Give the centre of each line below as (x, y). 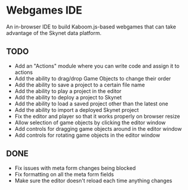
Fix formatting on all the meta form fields (64, 174)
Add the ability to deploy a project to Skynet (68, 97)
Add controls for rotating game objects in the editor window (87, 135)
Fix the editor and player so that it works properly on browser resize (97, 116)
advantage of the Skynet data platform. (54, 33)
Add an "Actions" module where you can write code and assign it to (97, 66)
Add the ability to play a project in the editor (68, 91)
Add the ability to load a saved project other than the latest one (91, 104)
